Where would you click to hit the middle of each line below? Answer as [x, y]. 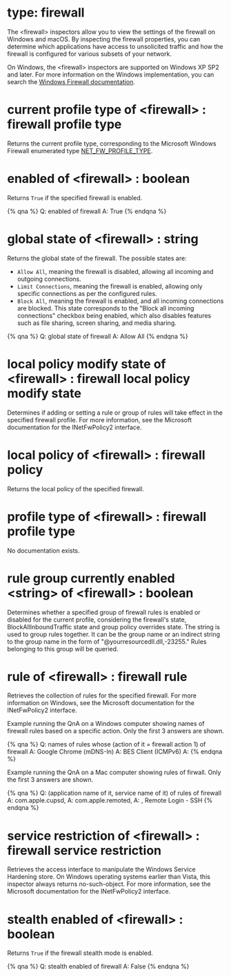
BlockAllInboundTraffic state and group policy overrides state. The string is [114, 626]
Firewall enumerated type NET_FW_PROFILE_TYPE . [80, 150]
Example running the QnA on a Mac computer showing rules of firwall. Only [114, 772]
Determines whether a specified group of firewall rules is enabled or [104, 612]
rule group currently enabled [91, 578]
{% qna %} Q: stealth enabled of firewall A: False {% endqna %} [98, 967]
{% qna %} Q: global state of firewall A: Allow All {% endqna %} [98, 336]
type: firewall [46, 13]
